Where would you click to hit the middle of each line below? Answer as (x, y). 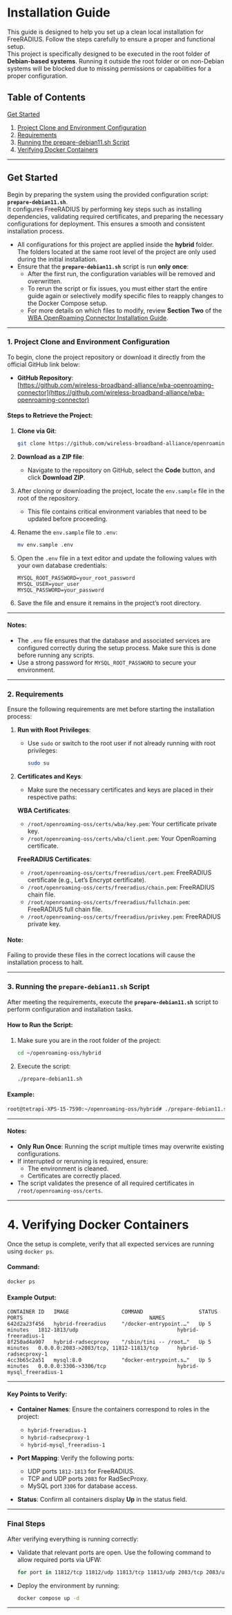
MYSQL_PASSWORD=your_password (61, 590)
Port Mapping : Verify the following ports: (76, 1458)
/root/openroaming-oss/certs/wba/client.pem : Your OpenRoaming (122, 839)
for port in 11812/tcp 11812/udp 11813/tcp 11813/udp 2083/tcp (110, 1572)
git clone (31, 444)
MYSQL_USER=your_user (48, 584)
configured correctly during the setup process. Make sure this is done (117, 648)
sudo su (38, 763)
